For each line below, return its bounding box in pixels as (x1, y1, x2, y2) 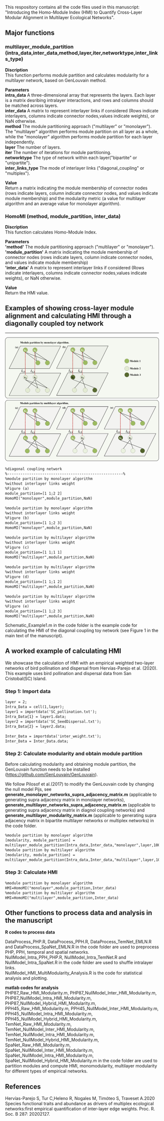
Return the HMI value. (5, 289, 49, 296)
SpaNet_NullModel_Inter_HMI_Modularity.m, (5, 1047, 94, 1053)
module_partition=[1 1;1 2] (5, 579, 62, 584)
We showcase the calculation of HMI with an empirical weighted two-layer (5, 660, 155, 666)
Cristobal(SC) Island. (5, 676, 47, 681)
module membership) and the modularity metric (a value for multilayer (5, 195, 146, 201)
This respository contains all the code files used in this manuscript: (5, 4, 140, 10)
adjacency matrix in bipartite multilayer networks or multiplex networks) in (5, 818, 154, 824)
